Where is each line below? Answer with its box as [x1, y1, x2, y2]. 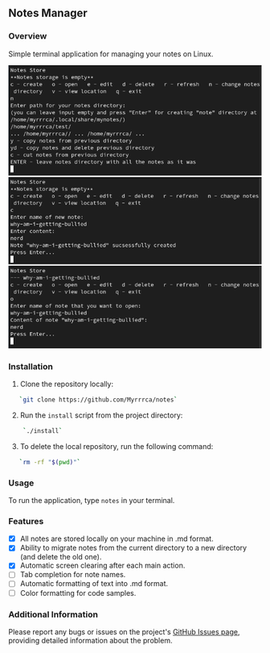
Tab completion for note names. [19, 570, 126, 580]
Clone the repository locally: [19, 379, 114, 389]
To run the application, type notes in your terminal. [8, 495, 175, 505]
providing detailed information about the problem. [8, 635, 173, 645]
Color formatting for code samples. [19, 588, 137, 597]
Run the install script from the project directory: [19, 410, 183, 420]
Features [8, 515, 44, 526]
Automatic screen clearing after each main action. [19, 560, 186, 571]
